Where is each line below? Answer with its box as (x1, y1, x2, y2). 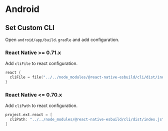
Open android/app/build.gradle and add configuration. (5, 36, 119, 42)
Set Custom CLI (5, 23, 55, 32)
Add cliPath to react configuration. (5, 102, 78, 108)
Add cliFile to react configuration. (5, 60, 78, 66)
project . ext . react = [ (5, 112, 52, 117)
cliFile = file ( (9, 75, 43, 80)
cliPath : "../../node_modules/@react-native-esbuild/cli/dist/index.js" (9, 117, 164, 122)
